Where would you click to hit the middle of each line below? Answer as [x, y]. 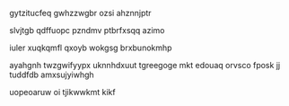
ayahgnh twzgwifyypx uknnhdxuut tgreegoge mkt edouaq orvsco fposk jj [145, 65]
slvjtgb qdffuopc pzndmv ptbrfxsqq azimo [87, 30]
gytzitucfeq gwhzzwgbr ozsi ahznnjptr [80, 13]
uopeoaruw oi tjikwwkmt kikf [62, 92]
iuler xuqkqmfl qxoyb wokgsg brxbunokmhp [91, 48]
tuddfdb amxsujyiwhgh [52, 75]
